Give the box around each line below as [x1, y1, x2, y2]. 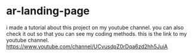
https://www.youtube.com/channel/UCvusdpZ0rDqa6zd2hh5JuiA [6, 43, 169, 50]
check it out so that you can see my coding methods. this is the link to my [6, 30, 187, 37]
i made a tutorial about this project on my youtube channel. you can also [6, 24, 184, 31]
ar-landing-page [6, 4, 90, 18]
